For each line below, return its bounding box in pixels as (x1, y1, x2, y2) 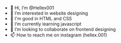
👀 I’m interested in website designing (10, 10, 88, 16)
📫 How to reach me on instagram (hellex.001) (10, 32, 108, 38)
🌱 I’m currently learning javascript (10, 21, 82, 27)
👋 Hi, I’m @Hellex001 (10, 5, 54, 11)
